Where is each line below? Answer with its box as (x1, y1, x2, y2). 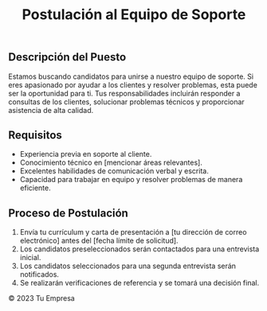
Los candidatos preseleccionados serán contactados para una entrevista (19, 244, 260, 254)
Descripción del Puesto (8, 50, 127, 64)
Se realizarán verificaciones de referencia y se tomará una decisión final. (19, 278, 260, 288)
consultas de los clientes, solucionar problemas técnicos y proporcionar (8, 97, 245, 107)
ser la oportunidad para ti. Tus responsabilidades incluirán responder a (8, 88, 241, 98)
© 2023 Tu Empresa (8, 294, 76, 303)
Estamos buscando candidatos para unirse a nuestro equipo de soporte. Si (8, 72, 253, 81)
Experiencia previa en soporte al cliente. (19, 150, 152, 159)
